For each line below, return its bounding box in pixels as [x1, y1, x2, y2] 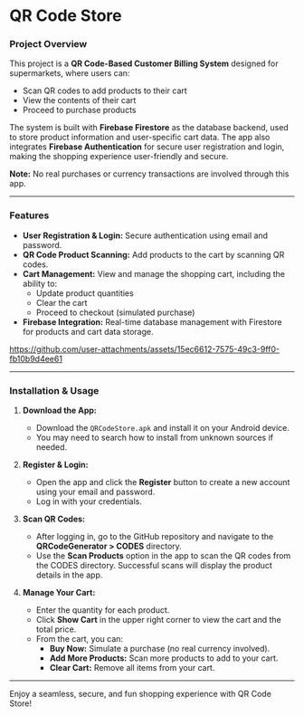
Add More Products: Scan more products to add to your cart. [49, 653, 279, 663]
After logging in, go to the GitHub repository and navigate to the [35, 531, 274, 542]
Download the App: [22, 405, 98, 416]
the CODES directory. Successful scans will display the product [35, 560, 273, 571]
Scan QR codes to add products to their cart [22, 85, 187, 96]
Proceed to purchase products [22, 105, 137, 116]
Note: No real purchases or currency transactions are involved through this [9, 168, 290, 179]
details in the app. [35, 569, 103, 580]
